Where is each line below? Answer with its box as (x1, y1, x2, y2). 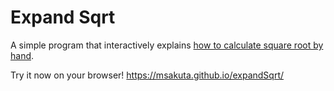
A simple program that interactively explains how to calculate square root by (10, 39, 324, 51)
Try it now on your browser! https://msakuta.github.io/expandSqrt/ (10, 69, 285, 81)
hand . (10, 49, 35, 61)
